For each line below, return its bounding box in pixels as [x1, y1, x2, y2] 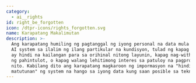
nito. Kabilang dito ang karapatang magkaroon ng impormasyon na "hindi [11, 63, 192, 69]
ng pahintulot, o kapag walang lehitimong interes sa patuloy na [11, 57, 174, 63]
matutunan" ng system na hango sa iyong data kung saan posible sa [11, 68, 179, 74]
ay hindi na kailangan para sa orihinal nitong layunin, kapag [11, 52, 168, 58]
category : [6, 8, 30, 15]
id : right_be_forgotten [6, 19, 64, 25]
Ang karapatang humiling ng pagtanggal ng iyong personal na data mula [11, 41, 190, 47]
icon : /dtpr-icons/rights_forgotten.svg [6, 25, 106, 31]
